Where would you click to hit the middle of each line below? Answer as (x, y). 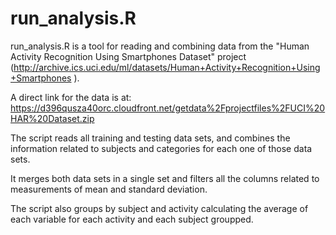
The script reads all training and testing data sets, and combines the (150, 138)
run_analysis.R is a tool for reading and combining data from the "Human (160, 46)
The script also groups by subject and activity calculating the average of (159, 208)
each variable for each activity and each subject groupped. (132, 219)
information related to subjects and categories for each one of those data (161, 148)
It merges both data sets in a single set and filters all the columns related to (165, 178)
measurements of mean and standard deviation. (109, 189)
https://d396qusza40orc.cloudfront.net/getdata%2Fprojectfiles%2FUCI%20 (168, 108)
